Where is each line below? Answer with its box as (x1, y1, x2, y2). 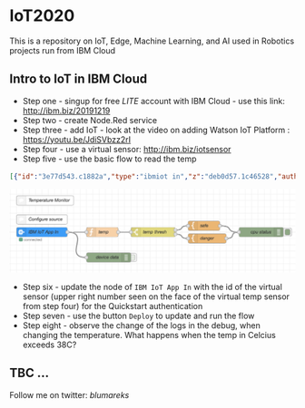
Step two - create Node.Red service (22, 114, 157, 125)
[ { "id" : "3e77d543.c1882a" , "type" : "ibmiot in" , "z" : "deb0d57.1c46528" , (9, 171, 279, 181)
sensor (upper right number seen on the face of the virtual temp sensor (22, 291, 290, 302)
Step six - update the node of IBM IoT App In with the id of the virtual (22, 281, 283, 292)
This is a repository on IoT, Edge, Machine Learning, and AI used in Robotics (9, 35, 295, 46)
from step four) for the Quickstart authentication (22, 300, 203, 311)
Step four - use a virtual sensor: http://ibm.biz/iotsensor (22, 143, 231, 154)
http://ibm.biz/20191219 (22, 105, 111, 116)
